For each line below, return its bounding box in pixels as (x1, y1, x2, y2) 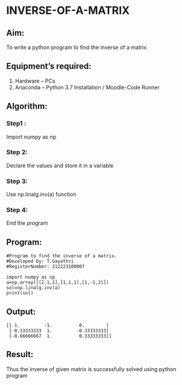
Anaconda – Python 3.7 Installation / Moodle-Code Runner (14, 83, 160, 91)
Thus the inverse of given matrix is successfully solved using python (6, 365, 177, 372)
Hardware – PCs (14, 77, 55, 85)
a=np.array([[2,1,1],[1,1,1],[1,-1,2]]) (6, 279, 110, 286)
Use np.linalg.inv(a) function (6, 191, 77, 198)
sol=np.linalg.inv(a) (6, 285, 61, 291)
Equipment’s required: (6, 61, 92, 71)
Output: (6, 306, 36, 317)
